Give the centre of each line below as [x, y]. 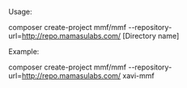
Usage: [20, 12]
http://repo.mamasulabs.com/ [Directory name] [100, 36]
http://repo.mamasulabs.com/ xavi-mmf [88, 75]
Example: [24, 51]
